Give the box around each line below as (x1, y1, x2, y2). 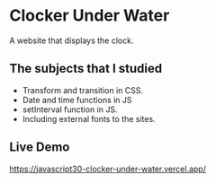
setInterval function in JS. (22, 104, 118, 115)
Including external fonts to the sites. (22, 113, 156, 124)
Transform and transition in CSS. (22, 84, 144, 95)
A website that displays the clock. (9, 35, 134, 46)
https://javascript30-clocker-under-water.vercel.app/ (9, 163, 207, 174)
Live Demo (9, 140, 70, 155)
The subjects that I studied (9, 61, 163, 76)
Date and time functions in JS (22, 94, 132, 105)
